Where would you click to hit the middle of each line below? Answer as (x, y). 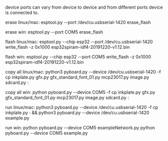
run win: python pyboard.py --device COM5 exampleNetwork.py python (80, 128)
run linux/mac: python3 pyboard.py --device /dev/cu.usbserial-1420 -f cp (82, 107)
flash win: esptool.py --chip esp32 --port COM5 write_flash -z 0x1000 (78, 57)
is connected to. (22, 13)
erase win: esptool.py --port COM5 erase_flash (54, 32)
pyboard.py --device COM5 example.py (47, 133)
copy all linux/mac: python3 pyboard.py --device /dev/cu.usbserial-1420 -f (83, 72)
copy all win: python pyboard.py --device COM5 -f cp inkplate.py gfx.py (80, 92)
